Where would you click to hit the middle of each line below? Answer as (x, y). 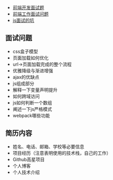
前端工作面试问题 (31, 14)
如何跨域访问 (26, 96)
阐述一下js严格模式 (32, 109)
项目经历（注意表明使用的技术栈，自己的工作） (62, 153)
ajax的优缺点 (26, 77)
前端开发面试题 (28, 7)
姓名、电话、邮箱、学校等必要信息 (48, 146)
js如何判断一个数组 (32, 103)
